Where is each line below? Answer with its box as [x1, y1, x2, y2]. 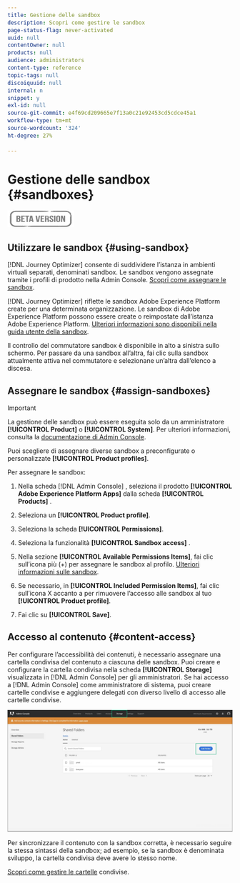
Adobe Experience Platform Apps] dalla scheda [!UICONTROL [17, 489, 204, 498]
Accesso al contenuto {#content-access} [7, 631, 196, 643]
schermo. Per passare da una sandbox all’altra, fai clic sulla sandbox [7, 349, 209, 357]
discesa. [7, 364, 32, 373]
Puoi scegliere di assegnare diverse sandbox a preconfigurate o [7, 447, 196, 455]
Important [7, 404, 36, 412]
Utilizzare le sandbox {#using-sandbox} [7, 241, 189, 254]
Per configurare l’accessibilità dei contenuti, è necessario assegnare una [7, 650, 221, 659]
